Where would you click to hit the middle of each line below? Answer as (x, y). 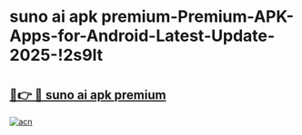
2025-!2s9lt (56, 55)
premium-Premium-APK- (197, 17)
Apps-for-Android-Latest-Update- (142, 36)
